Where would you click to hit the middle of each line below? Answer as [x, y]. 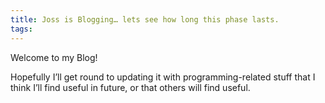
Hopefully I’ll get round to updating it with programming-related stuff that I [163, 77]
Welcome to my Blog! [54, 57]
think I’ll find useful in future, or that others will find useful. [130, 87]
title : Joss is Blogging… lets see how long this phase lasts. [145, 19]
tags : [21, 29]
